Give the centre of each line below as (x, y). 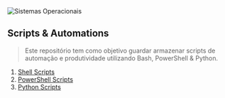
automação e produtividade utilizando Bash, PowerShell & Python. (121, 58)
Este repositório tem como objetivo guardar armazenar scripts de (120, 50)
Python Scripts (39, 87)
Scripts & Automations (58, 34)
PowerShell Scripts (45, 79)
